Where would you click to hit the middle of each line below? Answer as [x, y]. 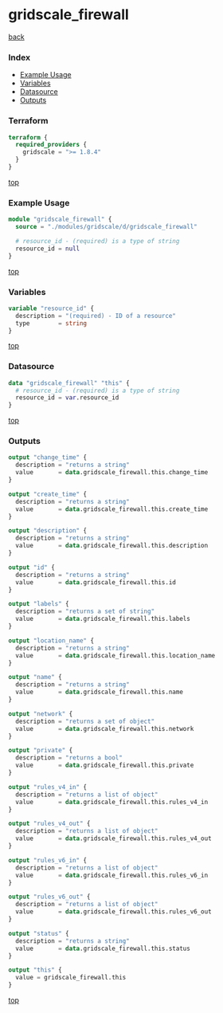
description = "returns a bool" [69, 758]
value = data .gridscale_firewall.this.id [96, 582]
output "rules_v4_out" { [49, 824]
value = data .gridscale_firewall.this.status [103, 948]
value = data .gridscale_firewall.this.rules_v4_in [112, 802]
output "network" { [41, 714]
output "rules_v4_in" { [48, 787]
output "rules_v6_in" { [48, 860]
